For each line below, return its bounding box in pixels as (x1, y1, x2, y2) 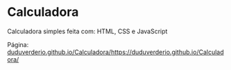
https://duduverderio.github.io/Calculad (110, 48, 224, 56)
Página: (7, 40, 29, 49)
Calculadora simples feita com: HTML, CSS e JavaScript (7, 27, 168, 35)
